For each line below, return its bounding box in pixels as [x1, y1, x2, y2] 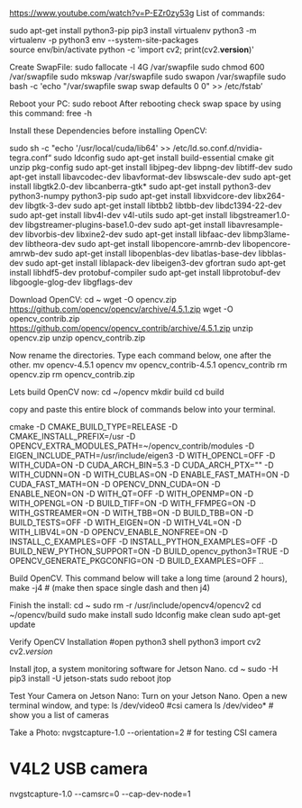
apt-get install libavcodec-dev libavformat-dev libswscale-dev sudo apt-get [9, 171, 291, 182]
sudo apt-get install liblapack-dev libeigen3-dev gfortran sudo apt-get [25, 258, 287, 268]
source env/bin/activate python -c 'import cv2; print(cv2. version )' [9, 44, 254, 55]
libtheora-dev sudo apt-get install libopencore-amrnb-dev [25, 239, 242, 249]
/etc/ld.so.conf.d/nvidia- [172, 143, 263, 153]
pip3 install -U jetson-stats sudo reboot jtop [9, 673, 171, 684]
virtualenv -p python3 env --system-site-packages [9, 35, 199, 45]
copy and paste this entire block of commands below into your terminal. [9, 404, 277, 414]
